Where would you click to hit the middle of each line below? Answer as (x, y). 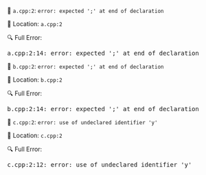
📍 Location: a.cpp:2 (35, 24)
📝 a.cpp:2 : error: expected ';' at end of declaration (85, 11)
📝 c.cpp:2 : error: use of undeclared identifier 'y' (82, 122)
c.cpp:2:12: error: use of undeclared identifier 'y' (100, 165)
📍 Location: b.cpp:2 (35, 80)
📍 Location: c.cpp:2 (35, 135)
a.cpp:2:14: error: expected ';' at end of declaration (103, 53)
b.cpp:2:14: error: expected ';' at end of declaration (103, 109)
